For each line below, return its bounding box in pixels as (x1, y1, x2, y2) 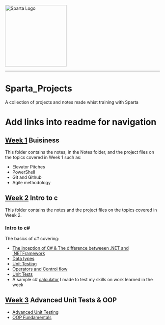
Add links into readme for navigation (5, 117, 157, 128)
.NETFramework (12, 251, 45, 257)
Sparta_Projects (5, 83, 72, 94)
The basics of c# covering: (5, 236, 59, 242)
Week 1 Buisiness (5, 136, 60, 144)
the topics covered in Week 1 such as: (5, 154, 82, 160)
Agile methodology (12, 179, 51, 185)
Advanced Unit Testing (12, 309, 59, 315)
